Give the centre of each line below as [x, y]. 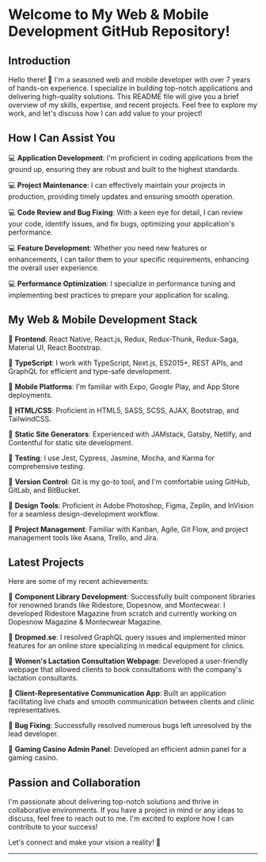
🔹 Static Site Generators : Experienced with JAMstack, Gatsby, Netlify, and [130, 434]
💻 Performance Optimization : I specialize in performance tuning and [122, 284]
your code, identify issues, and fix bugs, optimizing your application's [122, 223]
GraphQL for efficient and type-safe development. [90, 371]
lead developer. [34, 734]
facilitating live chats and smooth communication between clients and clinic [131, 702]
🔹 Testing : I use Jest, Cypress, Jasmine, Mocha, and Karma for [112, 458]
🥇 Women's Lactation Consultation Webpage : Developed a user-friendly [128, 661]
